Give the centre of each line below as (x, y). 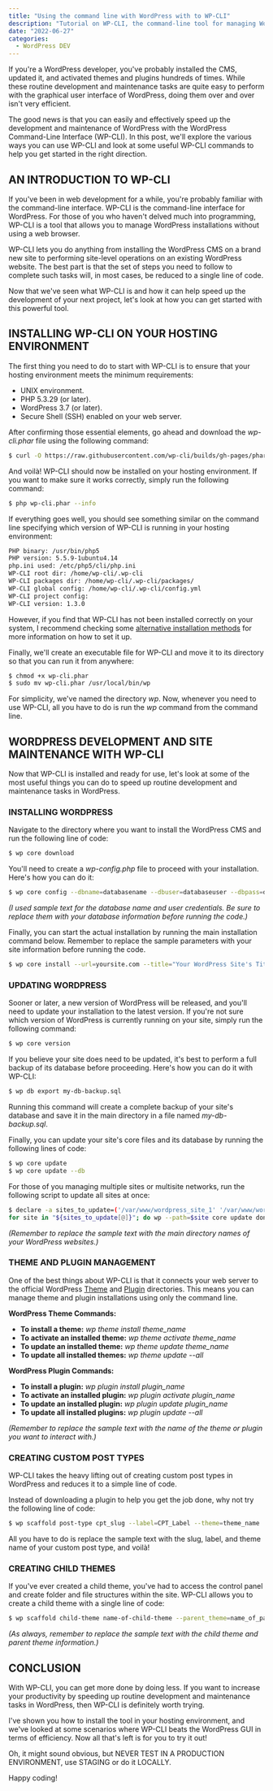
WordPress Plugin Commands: (61, 1370)
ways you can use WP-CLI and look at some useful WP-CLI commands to (131, 145)
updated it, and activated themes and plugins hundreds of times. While (127, 78)
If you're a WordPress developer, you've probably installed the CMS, (123, 69)
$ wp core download (41, 854)
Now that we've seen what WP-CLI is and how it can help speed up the (127, 291)
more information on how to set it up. (70, 636)
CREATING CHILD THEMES (62, 1568)
